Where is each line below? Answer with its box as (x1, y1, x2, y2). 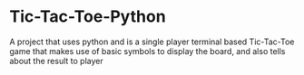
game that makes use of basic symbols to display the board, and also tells (9, 45, 286, 56)
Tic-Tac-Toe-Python (9, 6, 166, 27)
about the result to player (9, 55, 103, 66)
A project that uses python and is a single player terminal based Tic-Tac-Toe (9, 36, 295, 47)
